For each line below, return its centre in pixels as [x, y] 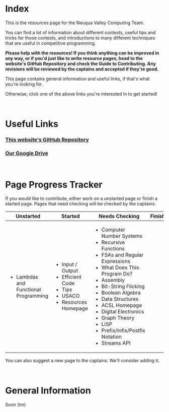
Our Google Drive [27, 153]
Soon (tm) [16, 405]
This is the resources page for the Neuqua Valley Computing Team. [75, 23]
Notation [112, 337]
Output [70, 271]
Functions [113, 249]
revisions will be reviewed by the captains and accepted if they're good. [82, 69]
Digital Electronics [123, 312]
